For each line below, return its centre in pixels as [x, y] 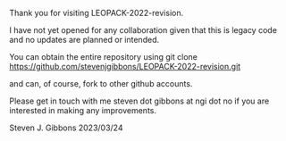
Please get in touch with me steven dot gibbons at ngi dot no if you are [139, 101]
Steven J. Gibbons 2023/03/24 [66, 128]
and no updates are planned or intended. [84, 40]
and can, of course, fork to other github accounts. [101, 83]
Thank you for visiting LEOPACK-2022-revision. [97, 13]
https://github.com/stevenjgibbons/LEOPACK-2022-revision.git [125, 66]
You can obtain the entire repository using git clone [104, 57]
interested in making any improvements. [83, 110]
